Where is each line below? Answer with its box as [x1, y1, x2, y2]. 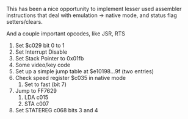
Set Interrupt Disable [15, 48, 68, 56]
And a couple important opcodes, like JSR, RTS [6, 30, 126, 37]
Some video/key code [15, 61, 71, 68]
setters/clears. [6, 18, 43, 25]
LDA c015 [24, 94, 49, 101]
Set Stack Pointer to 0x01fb [15, 55, 84, 62]
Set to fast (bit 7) [24, 81, 67, 88]
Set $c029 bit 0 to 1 [15, 42, 65, 49]
